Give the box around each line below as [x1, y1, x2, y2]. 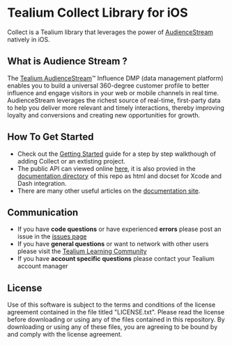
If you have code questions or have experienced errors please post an [17, 225, 222, 234]
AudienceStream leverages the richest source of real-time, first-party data [7, 96, 221, 104]
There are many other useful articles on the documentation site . [17, 186, 201, 195]
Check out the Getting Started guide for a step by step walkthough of [17, 150, 216, 158]
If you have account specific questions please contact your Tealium [17, 255, 215, 263]
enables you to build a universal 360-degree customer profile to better [7, 81, 210, 90]
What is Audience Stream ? [7, 56, 127, 67]
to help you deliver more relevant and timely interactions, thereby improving [7, 103, 225, 112]
